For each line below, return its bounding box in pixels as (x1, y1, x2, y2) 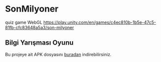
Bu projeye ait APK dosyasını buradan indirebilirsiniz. (5, 51, 112, 57)
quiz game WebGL (5, 19, 43, 25)
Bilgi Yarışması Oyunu (5, 39, 74, 47)
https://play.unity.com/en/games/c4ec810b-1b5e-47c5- (43, 19, 156, 25)
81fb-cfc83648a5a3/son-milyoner (5, 24, 75, 30)
